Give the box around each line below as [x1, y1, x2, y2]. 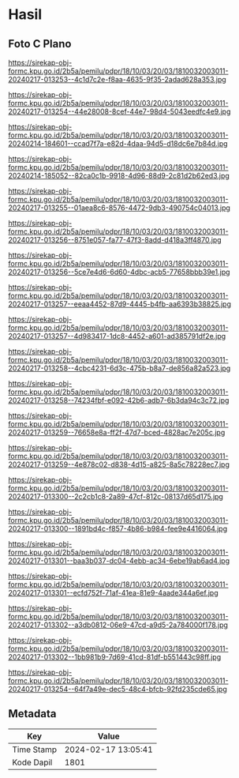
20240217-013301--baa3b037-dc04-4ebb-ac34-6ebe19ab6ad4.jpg [8, 556, 230, 566]
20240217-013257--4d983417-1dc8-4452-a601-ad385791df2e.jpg [8, 332, 226, 340]
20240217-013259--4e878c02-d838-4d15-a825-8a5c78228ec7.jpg [8, 460, 230, 469]
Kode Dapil [12, 757, 53, 768]
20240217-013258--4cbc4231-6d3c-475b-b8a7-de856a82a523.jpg [8, 363, 231, 373]
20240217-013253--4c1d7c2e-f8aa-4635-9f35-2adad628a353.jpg [8, 75, 226, 84]
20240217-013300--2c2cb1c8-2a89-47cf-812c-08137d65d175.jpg [8, 492, 223, 501]
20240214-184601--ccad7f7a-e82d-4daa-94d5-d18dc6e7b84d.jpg [8, 139, 228, 148]
